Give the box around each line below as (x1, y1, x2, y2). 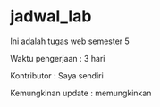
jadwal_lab (10, 6, 92, 27)
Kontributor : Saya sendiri (10, 70, 104, 81)
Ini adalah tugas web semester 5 (10, 36, 131, 46)
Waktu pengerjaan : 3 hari (10, 53, 105, 63)
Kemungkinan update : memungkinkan (10, 87, 152, 98)
